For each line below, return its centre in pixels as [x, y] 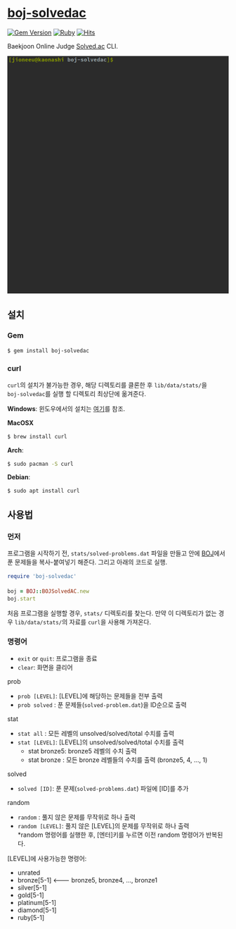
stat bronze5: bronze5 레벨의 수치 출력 [82, 751]
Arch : [15, 450]
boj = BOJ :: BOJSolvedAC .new [48, 591]
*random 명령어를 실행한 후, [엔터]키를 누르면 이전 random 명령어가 [111, 835]
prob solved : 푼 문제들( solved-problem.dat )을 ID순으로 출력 [102, 705]
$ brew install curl [38, 436]
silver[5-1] [32, 887]
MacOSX [20, 423]
